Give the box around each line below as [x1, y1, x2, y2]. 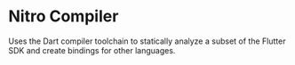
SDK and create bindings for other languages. [8, 45, 176, 55]
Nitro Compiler [8, 6, 119, 27]
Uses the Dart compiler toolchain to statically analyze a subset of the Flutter [8, 36, 286, 46]
